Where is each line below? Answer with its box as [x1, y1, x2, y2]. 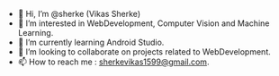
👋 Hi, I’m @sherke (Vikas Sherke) [17, 9, 141, 19]
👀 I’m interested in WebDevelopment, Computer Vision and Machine [17, 18, 270, 29]
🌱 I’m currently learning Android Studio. [17, 37, 165, 47]
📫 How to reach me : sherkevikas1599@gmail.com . [17, 56, 210, 67]
